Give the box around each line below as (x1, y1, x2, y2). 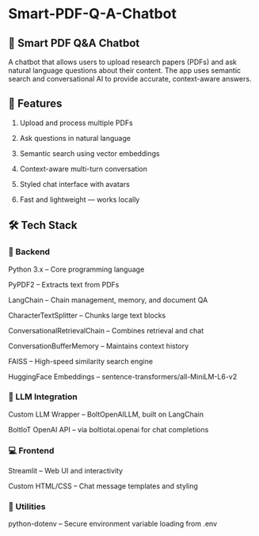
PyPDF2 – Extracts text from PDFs (8, 279, 120, 289)
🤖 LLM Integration (8, 391, 78, 402)
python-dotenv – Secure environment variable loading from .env (8, 519, 218, 529)
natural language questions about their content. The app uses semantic (8, 66, 242, 75)
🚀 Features (8, 97, 63, 111)
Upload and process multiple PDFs (19, 118, 133, 127)
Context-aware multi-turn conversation (19, 164, 148, 173)
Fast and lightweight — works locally (19, 195, 140, 204)
